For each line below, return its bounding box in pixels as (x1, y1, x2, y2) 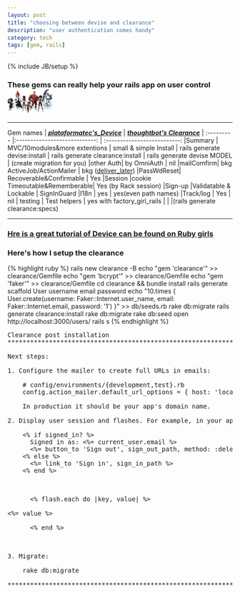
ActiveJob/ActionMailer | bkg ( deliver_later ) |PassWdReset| (7, 166, 181, 175)
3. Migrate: (7, 552, 49, 560)
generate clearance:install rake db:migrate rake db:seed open (7, 310, 189, 318)
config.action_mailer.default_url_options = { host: (22, 388, 211, 396)
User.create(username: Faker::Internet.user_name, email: (7, 295, 175, 303)
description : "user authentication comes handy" (7, 26, 155, 34)
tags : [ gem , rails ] (7, 41, 66, 49)
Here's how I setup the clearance (7, 248, 124, 258)
